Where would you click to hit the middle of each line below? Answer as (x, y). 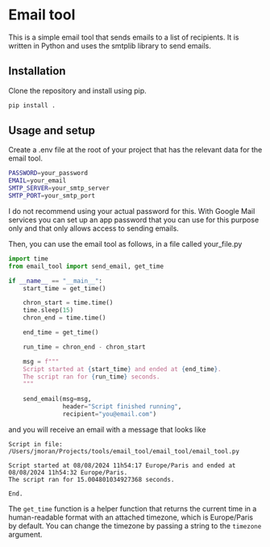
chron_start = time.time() (68, 303)
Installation (37, 71)
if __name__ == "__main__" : (56, 281)
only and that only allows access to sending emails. (93, 228)
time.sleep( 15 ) (48, 311)
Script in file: (35, 444)
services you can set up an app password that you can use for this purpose (134, 219)
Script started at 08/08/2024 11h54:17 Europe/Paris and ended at (122, 466)
